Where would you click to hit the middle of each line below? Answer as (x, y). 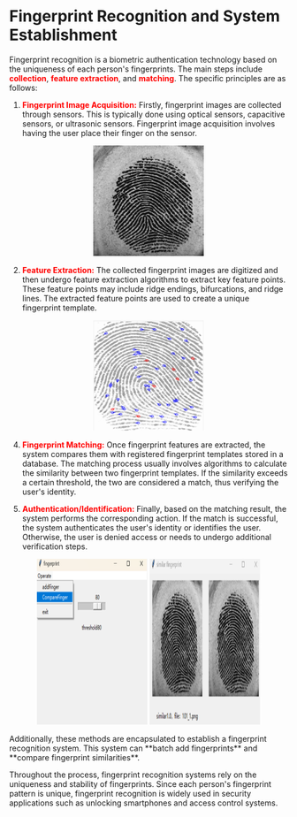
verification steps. (55, 546)
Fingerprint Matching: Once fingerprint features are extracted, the (144, 445)
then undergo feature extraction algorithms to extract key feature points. (153, 279)
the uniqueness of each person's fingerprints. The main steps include (136, 69)
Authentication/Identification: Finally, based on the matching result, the (154, 508)
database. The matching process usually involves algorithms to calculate (154, 463)
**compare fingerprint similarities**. (74, 757)
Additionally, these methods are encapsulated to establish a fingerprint (138, 738)
